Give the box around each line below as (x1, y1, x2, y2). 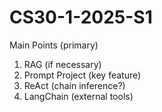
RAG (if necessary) (23, 58, 102, 70)
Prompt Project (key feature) (23, 69, 142, 81)
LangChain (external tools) (23, 90, 134, 102)
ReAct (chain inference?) (23, 79, 126, 91)
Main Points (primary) (9, 39, 99, 51)
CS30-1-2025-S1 (9, 6, 153, 29)
